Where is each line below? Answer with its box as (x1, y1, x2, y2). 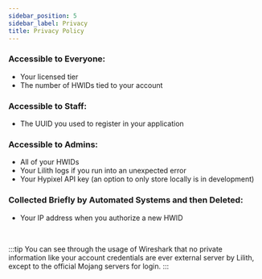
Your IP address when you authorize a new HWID (19, 213, 183, 223)
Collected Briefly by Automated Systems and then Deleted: (8, 194, 244, 206)
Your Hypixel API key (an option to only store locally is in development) (19, 174, 255, 184)
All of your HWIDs (19, 157, 80, 167)
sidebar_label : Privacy (8, 19, 88, 27)
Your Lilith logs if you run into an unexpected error (19, 166, 186, 176)
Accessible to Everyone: (8, 53, 106, 65)
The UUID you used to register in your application (19, 119, 185, 128)
